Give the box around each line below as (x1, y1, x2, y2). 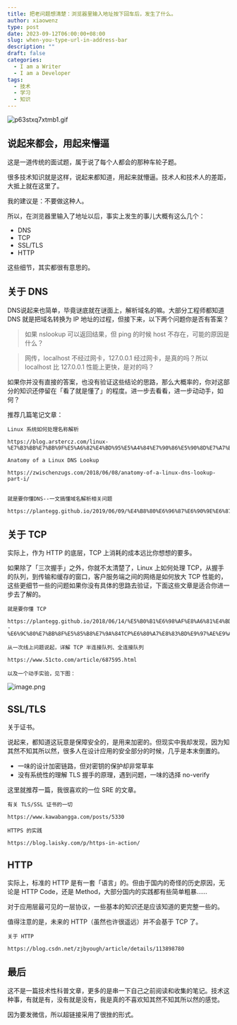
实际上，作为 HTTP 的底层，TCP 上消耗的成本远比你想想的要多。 (7, 549, 196, 557)
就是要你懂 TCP (7, 606, 47, 613)
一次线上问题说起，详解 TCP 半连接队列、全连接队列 (12, 644, 145, 651)
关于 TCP (7, 529, 47, 541)
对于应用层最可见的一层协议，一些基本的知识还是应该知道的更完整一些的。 (7, 903, 224, 911)
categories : (7, 57, 42, 64)
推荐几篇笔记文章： (7, 410, 63, 418)
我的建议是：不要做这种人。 (7, 196, 88, 205)
